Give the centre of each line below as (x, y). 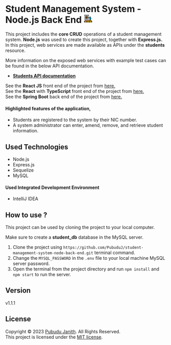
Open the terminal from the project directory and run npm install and (86, 269)
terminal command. (115, 253)
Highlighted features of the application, (48, 108)
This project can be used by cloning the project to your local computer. (80, 227)
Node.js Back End (44, 20)
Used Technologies (37, 147)
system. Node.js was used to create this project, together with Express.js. (84, 40)
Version (18, 291)
